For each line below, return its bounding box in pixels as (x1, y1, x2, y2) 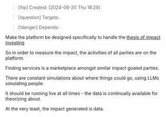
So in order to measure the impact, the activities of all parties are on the (5, 50, 157, 55)
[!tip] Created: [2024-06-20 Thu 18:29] (17, 5, 101, 10)
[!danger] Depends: (17, 24, 59, 30)
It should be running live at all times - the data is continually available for (5, 90, 158, 96)
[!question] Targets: (17, 14, 60, 20)
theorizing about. (5, 96, 42, 102)
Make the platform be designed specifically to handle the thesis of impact (5, 34, 160, 40)
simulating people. (5, 81, 45, 86)
